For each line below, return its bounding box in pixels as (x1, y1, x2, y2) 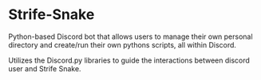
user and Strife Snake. (8, 63, 81, 73)
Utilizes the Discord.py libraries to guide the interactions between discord (8, 55, 250, 65)
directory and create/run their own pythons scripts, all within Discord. (8, 40, 237, 49)
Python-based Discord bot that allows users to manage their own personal (8, 32, 253, 41)
